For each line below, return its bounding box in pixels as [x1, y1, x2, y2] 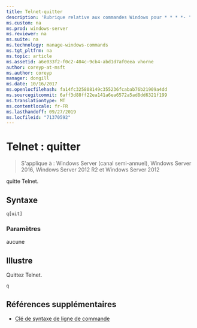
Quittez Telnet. [6, 271, 43, 278]
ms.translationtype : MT [6, 97, 66, 103]
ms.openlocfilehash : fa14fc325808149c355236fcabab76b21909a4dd [6, 87, 168, 93]
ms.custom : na [6, 20, 42, 26]
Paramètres [6, 225, 41, 233]
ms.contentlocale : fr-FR [6, 103, 68, 109]
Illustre [6, 255, 33, 266]
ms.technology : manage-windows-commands [6, 42, 109, 48]
